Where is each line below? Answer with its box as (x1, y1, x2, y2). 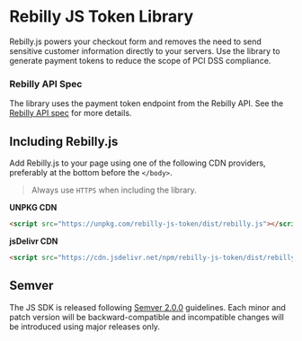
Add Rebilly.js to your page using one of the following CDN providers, (9, 157, 267, 168)
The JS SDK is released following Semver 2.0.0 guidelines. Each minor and (9, 301, 286, 312)
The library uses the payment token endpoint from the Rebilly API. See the (9, 98, 284, 109)
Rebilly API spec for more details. (9, 108, 132, 119)
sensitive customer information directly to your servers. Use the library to (9, 45, 280, 56)
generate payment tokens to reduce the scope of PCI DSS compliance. (9, 55, 271, 66)
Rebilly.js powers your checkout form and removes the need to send (9, 36, 262, 47)
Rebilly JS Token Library (9, 6, 194, 27)
